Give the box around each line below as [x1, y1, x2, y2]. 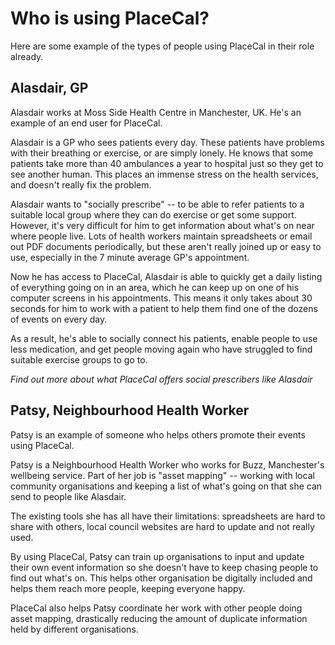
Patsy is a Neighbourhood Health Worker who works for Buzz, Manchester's [10, 458, 325, 471]
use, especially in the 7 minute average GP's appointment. [10, 251, 250, 263]
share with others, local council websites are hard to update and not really [10, 520, 315, 532]
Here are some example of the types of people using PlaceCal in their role [10, 40, 315, 52]
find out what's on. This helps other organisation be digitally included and [10, 572, 313, 584]
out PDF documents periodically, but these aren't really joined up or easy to [10, 240, 322, 252]
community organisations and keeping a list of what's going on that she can [10, 480, 323, 492]
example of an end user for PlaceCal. [10, 117, 163, 129]
